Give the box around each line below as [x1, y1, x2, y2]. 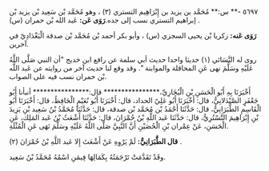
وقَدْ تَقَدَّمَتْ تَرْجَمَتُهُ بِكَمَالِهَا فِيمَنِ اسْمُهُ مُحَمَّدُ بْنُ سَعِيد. [9, 152, 167, 161]
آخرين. [9, 39, 29, 49]
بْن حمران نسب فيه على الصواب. [9, 72, 107, 81]
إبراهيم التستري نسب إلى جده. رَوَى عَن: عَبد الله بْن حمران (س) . [9, 15, 201, 25]
